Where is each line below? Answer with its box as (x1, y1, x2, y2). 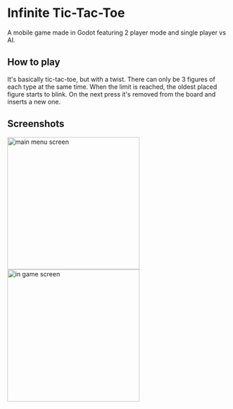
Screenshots (7, 118, 65, 130)
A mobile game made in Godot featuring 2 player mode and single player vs (7, 28, 227, 37)
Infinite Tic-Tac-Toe (7, 5, 125, 21)
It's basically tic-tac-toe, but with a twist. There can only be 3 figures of (7, 75, 216, 83)
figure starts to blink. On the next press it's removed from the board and (7, 90, 216, 98)
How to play (7, 56, 61, 68)
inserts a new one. (7, 97, 61, 106)
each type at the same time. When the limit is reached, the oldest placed (7, 83, 218, 91)
